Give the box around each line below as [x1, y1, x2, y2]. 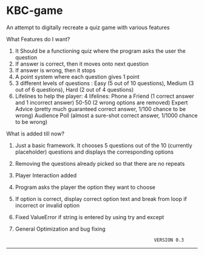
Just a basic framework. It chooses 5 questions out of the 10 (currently [15, 141, 192, 149]
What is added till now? [6, 130, 65, 137]
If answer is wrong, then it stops [15, 66, 96, 73]
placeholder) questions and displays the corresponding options [15, 148, 174, 155]
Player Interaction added [15, 171, 77, 179]
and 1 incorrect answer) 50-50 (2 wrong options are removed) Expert [15, 98, 188, 106]
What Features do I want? [6, 35, 70, 42]
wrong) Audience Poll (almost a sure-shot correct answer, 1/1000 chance [15, 112, 198, 119]
